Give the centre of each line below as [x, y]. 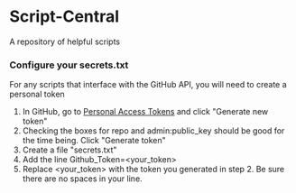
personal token [37, 94]
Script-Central [65, 17]
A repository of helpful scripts [65, 41]
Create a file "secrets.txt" [69, 150]
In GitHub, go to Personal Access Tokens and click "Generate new [145, 112]
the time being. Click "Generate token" [94, 141]
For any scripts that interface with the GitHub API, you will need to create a [148, 85]
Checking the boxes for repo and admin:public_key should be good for [153, 131]
